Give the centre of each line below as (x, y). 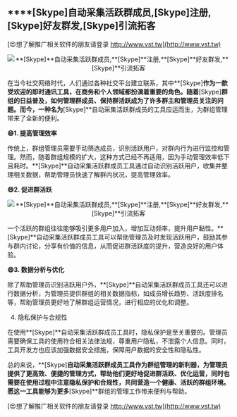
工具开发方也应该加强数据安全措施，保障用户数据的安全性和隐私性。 (106, 349)
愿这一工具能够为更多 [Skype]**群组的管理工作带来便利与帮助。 (99, 391)
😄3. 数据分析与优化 (36, 269)
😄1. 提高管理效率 (32, 133)
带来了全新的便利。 (35, 118)
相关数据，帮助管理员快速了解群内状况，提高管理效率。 (93, 174)
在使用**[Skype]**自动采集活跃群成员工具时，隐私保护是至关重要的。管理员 (117, 332)
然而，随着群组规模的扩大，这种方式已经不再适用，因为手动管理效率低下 (124, 156)
